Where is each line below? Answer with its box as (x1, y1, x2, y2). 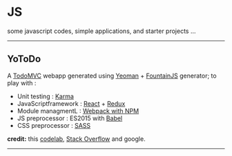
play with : (7, 78, 37, 87)
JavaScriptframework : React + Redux (17, 99, 126, 107)
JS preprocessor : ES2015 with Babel (17, 114, 123, 122)
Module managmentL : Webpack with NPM (17, 107, 139, 115)
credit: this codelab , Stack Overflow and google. (7, 135, 146, 143)
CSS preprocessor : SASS (17, 121, 91, 129)
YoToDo (7, 53, 41, 65)
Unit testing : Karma (17, 92, 75, 100)
